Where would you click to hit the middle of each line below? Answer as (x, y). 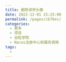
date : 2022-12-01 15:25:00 (33, 14)
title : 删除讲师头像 (24, 10)
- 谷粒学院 (19, 38)
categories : (17, 24)
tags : (11, 47)
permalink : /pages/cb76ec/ (33, 19)
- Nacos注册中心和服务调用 (34, 42)
